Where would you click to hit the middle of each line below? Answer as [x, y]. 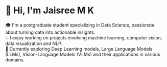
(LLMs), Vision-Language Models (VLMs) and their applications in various [83, 54]
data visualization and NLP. [34, 43]
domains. [15, 60]
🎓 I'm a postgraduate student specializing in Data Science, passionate [80, 25]
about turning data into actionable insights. [50, 32]
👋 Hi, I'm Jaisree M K [50, 10]
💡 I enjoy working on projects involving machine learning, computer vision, [84, 37]
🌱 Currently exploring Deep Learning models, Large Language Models [79, 49]
